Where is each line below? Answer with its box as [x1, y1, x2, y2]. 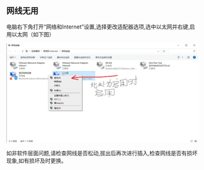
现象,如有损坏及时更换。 [6, 157, 67, 165]
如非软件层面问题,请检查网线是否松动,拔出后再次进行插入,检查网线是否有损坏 [6, 149, 198, 157]
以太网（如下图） [11, 30, 55, 38]
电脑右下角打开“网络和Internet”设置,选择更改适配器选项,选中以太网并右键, [6, 23, 190, 30]
